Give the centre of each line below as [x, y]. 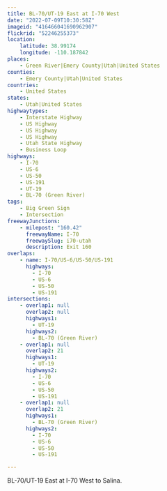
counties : [22, 72]
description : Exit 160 [58, 247]
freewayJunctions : [34, 221]
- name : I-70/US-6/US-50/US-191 [66, 260]
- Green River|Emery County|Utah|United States [90, 66]
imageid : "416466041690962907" [53, 27]
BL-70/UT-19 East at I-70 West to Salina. [65, 481]
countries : [23, 85]
